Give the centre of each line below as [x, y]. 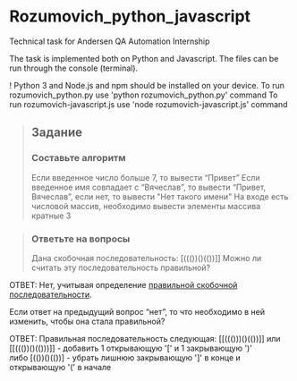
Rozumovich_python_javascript [130, 17]
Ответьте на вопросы [81, 239]
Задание [57, 133]
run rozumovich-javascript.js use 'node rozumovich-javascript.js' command [148, 104]
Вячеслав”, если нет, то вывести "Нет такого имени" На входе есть [160, 196]
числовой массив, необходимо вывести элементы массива [146, 206]
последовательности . [51, 294]
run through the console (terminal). [74, 68]
